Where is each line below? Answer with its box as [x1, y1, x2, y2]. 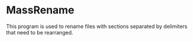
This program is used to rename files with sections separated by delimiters [6, 23, 188, 30]
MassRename [6, 3, 75, 17]
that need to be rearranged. [6, 29, 74, 36]
